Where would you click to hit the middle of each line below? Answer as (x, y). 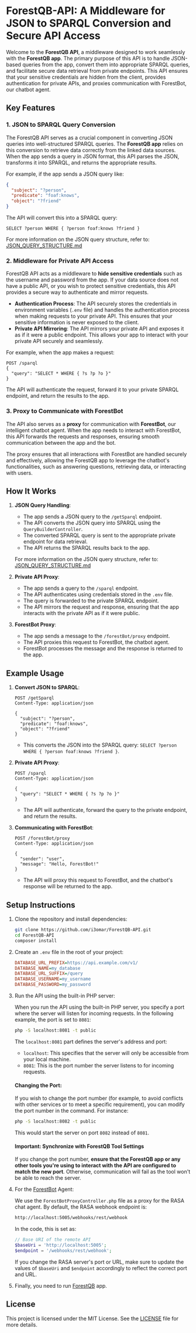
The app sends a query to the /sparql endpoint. (81, 588)
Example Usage (35, 673)
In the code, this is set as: (45, 1229)
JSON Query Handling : (43, 505)
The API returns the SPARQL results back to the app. (87, 548)
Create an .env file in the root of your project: (69, 952)
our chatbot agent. (28, 89)
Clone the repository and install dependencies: (71, 919)
